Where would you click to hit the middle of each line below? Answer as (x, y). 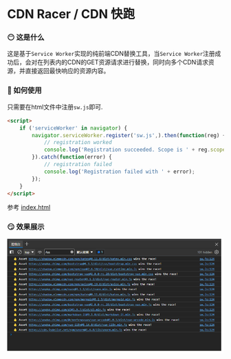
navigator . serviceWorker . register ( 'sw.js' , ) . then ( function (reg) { (129, 135)
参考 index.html (29, 207)
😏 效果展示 (26, 227)
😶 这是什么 (26, 37)
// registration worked (78, 143)
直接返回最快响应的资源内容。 (67, 71)
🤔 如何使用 (25, 90)
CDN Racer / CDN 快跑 (71, 14)
